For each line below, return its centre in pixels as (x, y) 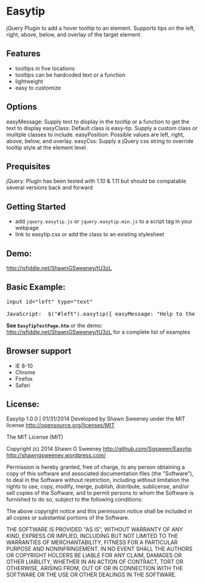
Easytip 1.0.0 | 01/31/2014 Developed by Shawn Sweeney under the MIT (96, 419)
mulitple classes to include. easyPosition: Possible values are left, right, (95, 134)
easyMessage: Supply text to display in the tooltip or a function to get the (98, 121)
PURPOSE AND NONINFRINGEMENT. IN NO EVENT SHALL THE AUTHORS (100, 549)
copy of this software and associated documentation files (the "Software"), (100, 473)
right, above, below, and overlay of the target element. (74, 34)
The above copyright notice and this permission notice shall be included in (99, 511)
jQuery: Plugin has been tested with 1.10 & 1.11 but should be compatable (96, 181)
